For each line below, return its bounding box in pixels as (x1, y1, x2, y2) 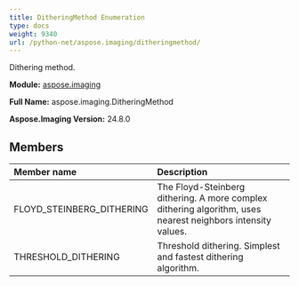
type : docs (9, 21, 50, 30)
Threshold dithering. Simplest (157, 240, 280, 252)
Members (9, 139, 64, 155)
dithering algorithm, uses (157, 203, 262, 216)
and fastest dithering (157, 250, 244, 263)
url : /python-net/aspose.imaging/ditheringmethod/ (9, 37, 201, 47)
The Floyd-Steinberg (157, 181, 246, 194)
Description (157, 166, 208, 179)
